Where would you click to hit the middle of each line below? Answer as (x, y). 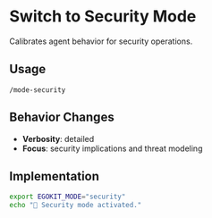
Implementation (55, 176)
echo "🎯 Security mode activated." (76, 205)
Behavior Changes (62, 117)
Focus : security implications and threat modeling (112, 148)
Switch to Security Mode (103, 17)
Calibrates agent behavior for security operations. (101, 41)
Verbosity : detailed (58, 138)
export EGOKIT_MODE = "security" (68, 197)
